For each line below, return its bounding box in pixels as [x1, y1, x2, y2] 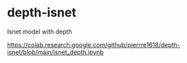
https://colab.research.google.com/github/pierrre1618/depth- [7, 40, 181, 49]
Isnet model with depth [7, 27, 72, 36]
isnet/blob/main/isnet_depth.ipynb [7, 48, 104, 56]
